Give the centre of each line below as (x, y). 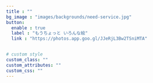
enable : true (28, 28)
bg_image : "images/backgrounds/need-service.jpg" (69, 17)
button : (15, 22)
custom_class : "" (27, 60)
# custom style (25, 54)
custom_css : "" (25, 71)
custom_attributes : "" (34, 65)
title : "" (19, 11)
